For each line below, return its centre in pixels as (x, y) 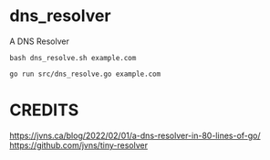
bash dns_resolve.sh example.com (73, 58)
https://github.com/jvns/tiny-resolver (79, 145)
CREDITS (44, 110)
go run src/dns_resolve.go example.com (85, 74)
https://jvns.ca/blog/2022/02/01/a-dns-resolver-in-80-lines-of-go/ (135, 135)
